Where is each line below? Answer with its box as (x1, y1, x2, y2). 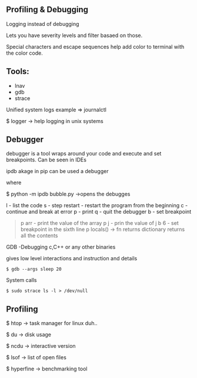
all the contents (20, 232, 58, 239)
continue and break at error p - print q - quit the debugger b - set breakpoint (6, 208, 192, 215)
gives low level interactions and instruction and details (6, 255, 138, 262)
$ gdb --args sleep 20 (6, 266, 62, 273)
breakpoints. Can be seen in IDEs (6, 156, 87, 164)
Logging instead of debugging (6, 20, 79, 27)
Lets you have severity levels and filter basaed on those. (6, 32, 143, 39)
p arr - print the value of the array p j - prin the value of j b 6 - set (20, 220, 179, 227)
